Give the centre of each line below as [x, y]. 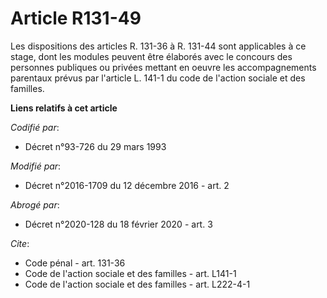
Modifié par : [36, 166]
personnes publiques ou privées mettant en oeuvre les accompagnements [163, 67]
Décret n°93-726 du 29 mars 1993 [95, 146]
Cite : [20, 243]
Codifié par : [35, 127]
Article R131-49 [76, 18]
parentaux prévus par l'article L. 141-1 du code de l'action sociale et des [158, 78]
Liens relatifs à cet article [64, 108]
